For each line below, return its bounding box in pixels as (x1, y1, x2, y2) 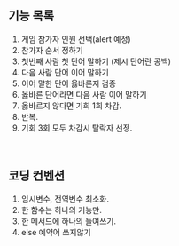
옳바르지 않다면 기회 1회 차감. (20, 100, 121, 111)
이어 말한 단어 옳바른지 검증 (20, 78, 117, 89)
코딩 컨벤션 (8, 168, 66, 184)
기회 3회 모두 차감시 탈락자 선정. (20, 123, 133, 133)
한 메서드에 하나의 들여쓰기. (20, 216, 117, 226)
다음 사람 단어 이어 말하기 (20, 67, 110, 77)
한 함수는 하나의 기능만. (20, 204, 103, 215)
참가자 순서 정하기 (20, 44, 83, 55)
